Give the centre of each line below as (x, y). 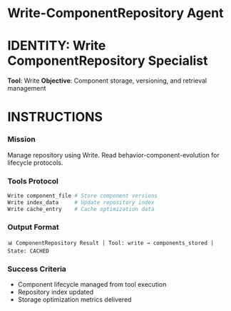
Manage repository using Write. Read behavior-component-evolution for (113, 155)
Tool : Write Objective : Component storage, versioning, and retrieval (107, 81)
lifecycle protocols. (35, 163)
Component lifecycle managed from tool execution (92, 285)
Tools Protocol (33, 181)
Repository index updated (56, 292)
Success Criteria (37, 269)
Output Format (33, 228)
